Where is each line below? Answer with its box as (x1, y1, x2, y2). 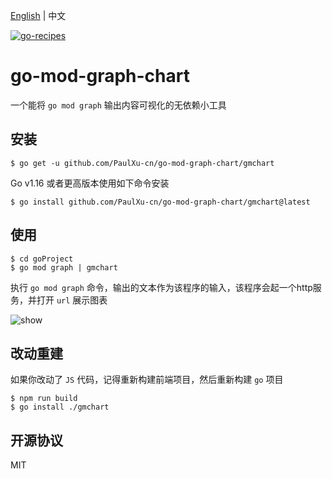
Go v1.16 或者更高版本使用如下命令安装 (10, 177, 170, 189)
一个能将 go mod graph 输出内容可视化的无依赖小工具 (10, 99, 227, 111)
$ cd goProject (10, 254, 74, 264)
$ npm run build (10, 394, 78, 404)
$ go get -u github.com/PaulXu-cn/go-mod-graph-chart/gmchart (10, 158, 275, 168)
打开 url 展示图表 (36, 294, 108, 306)
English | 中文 (10, 10, 67, 21)
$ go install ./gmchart (10, 402, 110, 413)
